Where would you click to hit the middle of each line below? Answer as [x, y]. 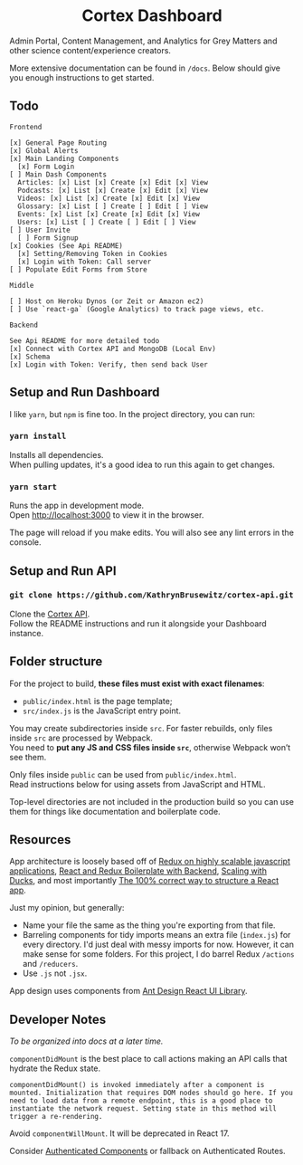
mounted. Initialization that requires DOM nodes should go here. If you [151, 1093]
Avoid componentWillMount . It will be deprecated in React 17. [119, 1133]
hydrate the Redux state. [55, 1068]
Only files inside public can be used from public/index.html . [123, 774]
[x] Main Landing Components [64, 158]
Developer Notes [58, 1019]
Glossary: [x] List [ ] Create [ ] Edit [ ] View [113, 206]
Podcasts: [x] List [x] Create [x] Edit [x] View [113, 190]
